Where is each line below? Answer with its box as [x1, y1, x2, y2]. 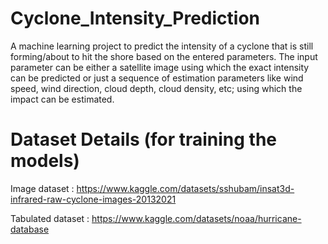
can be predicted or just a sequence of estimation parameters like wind [10, 72, 304, 84]
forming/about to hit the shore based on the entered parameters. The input [10, 50, 318, 62]
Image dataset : [10, 182, 75, 194]
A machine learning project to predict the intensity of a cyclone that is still [10, 40, 314, 52]
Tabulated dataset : [10, 212, 90, 224]
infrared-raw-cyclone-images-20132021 [10, 193, 177, 205]
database [10, 223, 50, 235]
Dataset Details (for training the [10, 128, 278, 151]
